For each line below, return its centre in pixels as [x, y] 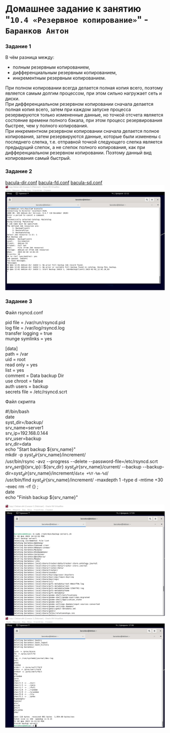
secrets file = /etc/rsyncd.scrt [36, 392]
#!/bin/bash [17, 411]
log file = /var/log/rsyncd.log [35, 328]
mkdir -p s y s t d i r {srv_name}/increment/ [46, 455]
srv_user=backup [23, 438]
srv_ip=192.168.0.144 [27, 433]
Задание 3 [19, 302]
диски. [12, 99]
